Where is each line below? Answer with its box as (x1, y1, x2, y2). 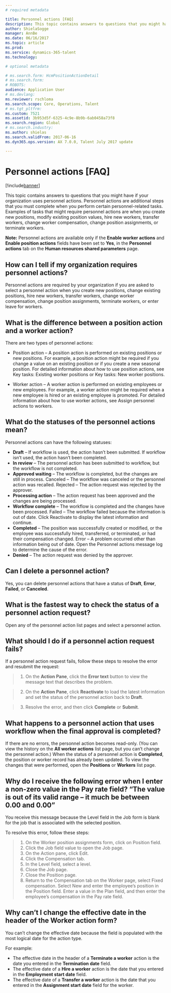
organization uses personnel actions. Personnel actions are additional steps (5, 198, 164, 204)
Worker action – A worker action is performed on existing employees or (12, 381, 162, 387)
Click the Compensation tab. (25, 855, 85, 861)
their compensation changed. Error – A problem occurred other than (12, 536, 156, 542)
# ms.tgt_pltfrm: (5, 106, 42, 111)
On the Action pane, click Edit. (25, 850, 89, 856)
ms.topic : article (5, 40, 44, 46)
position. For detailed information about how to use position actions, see (12, 366, 164, 372)
